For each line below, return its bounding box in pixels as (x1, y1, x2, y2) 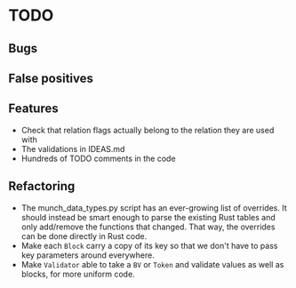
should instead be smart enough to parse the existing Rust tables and (20, 212, 276, 222)
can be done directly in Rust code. (20, 230, 148, 241)
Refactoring (8, 179, 76, 194)
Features (8, 101, 59, 116)
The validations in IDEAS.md (20, 143, 125, 154)
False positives (8, 70, 94, 85)
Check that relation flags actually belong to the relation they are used (20, 124, 275, 135)
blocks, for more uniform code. (20, 268, 135, 279)
